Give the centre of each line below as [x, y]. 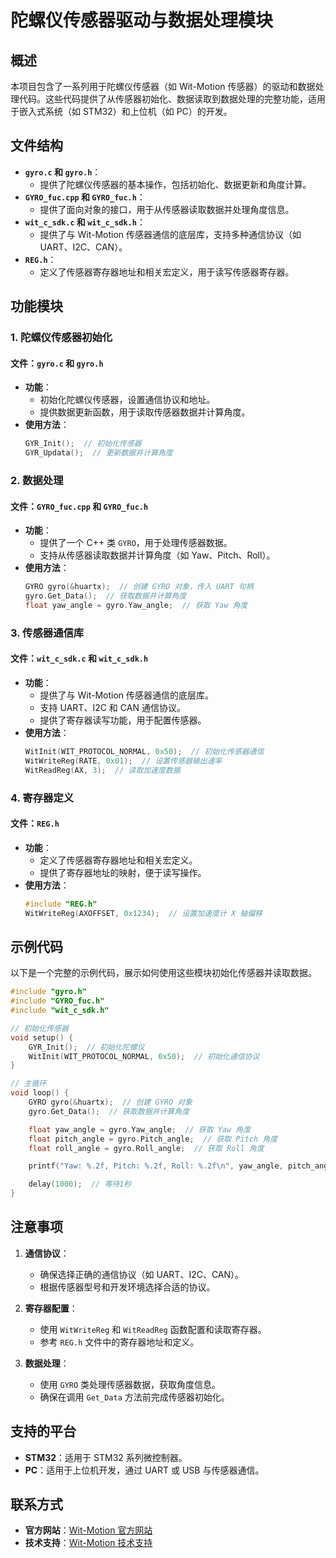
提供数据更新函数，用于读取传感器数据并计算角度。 [145, 412]
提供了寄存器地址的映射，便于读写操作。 [123, 872]
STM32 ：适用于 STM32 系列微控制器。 [106, 1457]
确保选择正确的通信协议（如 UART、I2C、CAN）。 [142, 1274]
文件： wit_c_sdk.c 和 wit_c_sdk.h [79, 658]
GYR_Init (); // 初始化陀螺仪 [86, 1047]
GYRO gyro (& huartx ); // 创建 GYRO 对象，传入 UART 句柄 [139, 587]
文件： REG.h [35, 823]
